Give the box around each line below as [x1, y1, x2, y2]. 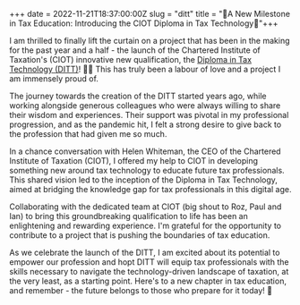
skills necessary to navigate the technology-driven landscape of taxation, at [9, 267, 289, 276]
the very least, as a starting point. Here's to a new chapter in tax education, [9, 275, 287, 286]
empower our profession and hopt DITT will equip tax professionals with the [9, 257, 289, 267]
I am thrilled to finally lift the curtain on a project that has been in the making [9, 36, 290, 46]
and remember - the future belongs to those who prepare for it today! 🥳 [9, 285, 273, 295]
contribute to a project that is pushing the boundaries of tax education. [9, 230, 270, 241]
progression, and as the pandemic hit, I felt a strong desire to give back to [9, 119, 282, 130]
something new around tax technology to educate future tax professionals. [9, 165, 285, 175]
